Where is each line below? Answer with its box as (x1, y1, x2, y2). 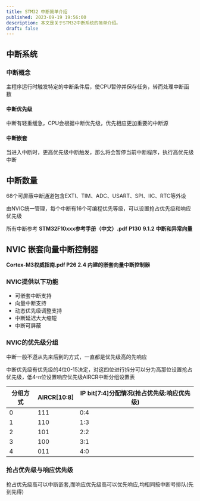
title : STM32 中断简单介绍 (6, 8, 68, 15)
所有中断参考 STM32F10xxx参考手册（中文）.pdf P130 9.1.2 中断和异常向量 (6, 225, 193, 233)
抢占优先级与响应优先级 (6, 466, 73, 474)
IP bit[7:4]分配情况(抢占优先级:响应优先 (80, 389, 190, 397)
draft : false (6, 25, 39, 32)
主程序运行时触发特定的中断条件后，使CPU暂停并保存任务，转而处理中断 (6, 83, 185, 90)
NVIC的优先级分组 (6, 338, 58, 347)
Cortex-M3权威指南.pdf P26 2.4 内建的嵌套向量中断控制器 (6, 261, 151, 268)
